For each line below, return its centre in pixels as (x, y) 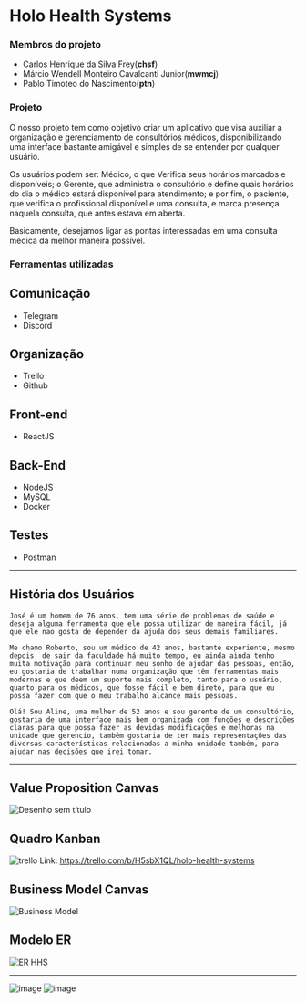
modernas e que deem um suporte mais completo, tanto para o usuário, (146, 680)
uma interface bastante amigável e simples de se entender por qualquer (144, 146)
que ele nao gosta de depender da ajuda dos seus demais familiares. (144, 631)
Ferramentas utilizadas (61, 264)
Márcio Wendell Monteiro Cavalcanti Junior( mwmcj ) (121, 74)
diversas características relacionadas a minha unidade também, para (144, 744)
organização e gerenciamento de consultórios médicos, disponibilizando (146, 137)
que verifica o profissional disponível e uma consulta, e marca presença (144, 203)
